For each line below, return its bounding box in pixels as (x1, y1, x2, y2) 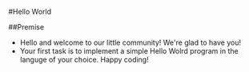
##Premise (8, 22, 45, 31)
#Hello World (8, 7, 52, 16)
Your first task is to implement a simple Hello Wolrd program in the (19, 46, 239, 55)
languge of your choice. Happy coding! (19, 55, 150, 64)
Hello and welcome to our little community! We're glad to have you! (19, 38, 242, 47)
